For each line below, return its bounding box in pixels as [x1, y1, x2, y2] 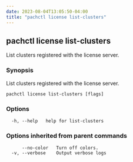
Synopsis [6, 66, 34, 74]
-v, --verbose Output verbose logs [11, 150, 107, 156]
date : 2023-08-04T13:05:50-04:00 [6, 8, 88, 15]
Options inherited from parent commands [6, 131, 128, 140]
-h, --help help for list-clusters [11, 118, 104, 124]
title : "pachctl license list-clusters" [6, 14, 107, 20]
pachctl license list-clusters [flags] [6, 91, 104, 97]
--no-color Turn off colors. [21, 145, 99, 151]
